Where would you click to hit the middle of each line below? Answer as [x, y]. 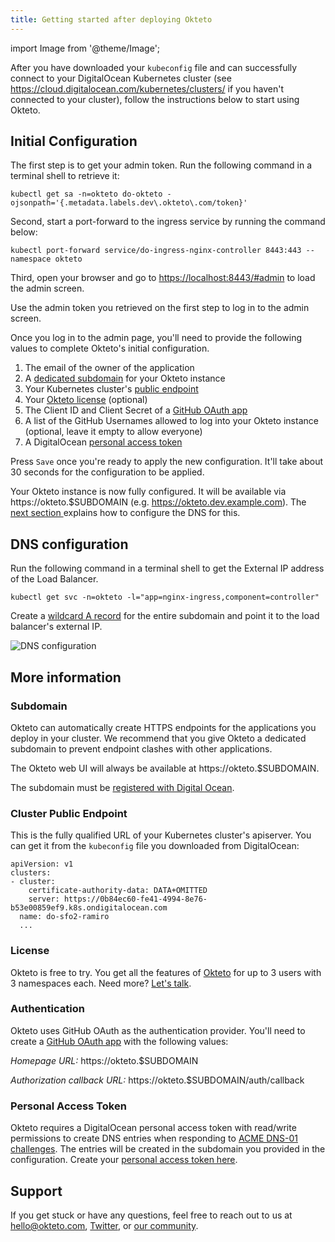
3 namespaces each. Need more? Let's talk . [101, 983]
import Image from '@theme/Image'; [85, 48]
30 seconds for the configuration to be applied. [107, 472]
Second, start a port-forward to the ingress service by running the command [168, 222]
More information [66, 677]
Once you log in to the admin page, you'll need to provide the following [156, 338]
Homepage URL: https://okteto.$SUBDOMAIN [104, 1060]
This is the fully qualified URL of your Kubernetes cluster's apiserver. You [161, 835]
